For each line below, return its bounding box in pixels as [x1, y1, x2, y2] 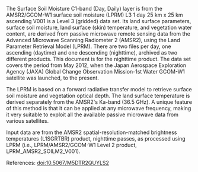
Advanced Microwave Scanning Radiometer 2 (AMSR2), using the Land [6, 37, 180, 43]
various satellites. [6, 117, 49, 124]
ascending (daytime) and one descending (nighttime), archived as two [6, 49, 178, 56]
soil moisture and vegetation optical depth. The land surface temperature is [6, 92, 190, 99]
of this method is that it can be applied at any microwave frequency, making [6, 105, 191, 112]
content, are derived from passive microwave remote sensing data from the [6, 30, 191, 37]
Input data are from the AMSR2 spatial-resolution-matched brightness [6, 129, 177, 136]
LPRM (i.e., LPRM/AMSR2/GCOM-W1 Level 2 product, [6, 142, 138, 148]
